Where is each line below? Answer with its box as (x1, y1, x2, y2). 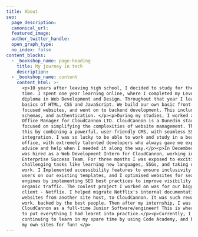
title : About (6, 8, 38, 15)
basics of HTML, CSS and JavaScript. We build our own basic (21, 101, 176, 108)
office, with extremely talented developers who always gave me (21, 139, 183, 146)
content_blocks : (6, 52, 46, 58)
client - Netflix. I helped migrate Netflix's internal (21, 189, 162, 195)
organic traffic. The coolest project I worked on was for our (21, 183, 181, 189)
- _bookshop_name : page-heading (11, 58, 91, 64)
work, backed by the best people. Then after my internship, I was (21, 200, 192, 206)
